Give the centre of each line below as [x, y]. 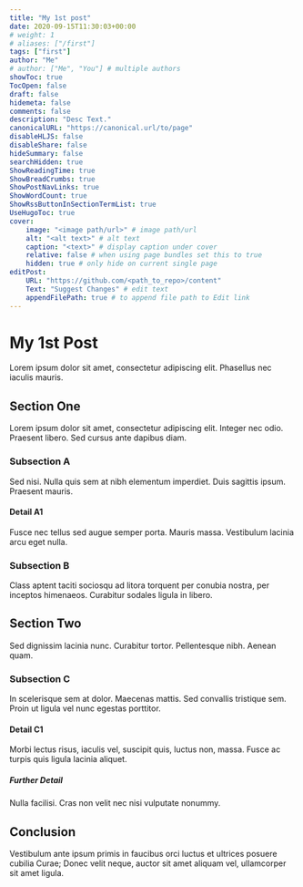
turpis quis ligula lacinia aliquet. [68, 759]
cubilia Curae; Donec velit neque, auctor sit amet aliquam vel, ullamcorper [148, 863]
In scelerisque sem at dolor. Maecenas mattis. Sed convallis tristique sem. [148, 699]
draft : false [34, 94]
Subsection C [40, 678]
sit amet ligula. [37, 873]
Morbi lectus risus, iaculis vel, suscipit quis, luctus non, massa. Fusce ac [145, 749]
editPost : [28, 273]
